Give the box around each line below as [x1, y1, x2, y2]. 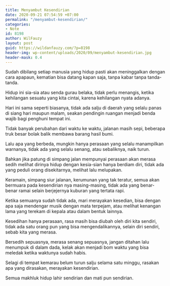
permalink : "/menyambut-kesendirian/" [5, 17, 88, 22]
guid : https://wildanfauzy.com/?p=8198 [5, 45, 90, 50]
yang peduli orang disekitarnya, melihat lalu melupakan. [5, 167, 123, 173]
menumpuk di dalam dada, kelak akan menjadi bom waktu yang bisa [5, 244, 149, 250]
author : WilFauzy [5, 36, 42, 41]
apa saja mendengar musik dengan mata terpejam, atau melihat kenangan [5, 203, 161, 209]
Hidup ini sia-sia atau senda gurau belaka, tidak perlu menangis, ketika [5, 90, 154, 96]
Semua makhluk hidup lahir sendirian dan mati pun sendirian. [5, 275, 134, 281]
